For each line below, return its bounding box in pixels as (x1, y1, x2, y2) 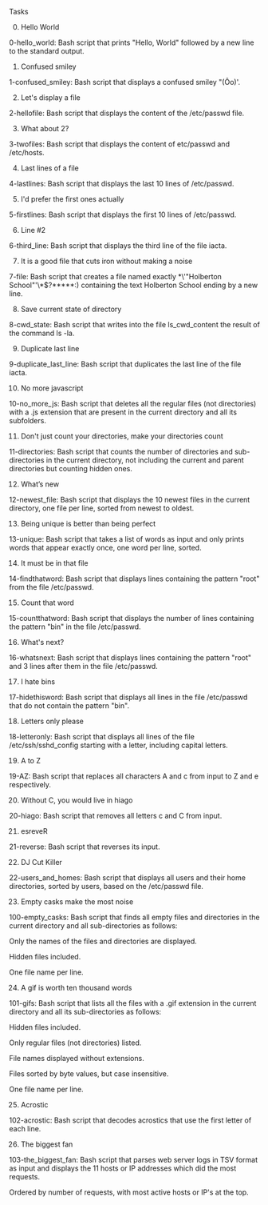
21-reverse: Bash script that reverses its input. (9, 842, 160, 851)
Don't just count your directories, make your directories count (20, 431, 223, 441)
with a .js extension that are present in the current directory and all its (9, 407, 238, 417)
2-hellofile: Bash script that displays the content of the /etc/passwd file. (9, 108, 245, 118)
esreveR (20, 827, 49, 835)
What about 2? (20, 124, 69, 133)
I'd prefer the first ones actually (20, 194, 124, 203)
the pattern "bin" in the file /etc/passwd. (9, 622, 142, 631)
